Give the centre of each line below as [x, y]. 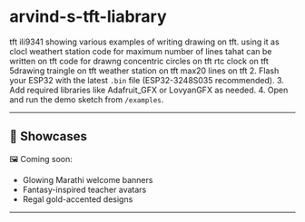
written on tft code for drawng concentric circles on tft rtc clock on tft [139, 61]
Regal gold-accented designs [78, 199]
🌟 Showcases [49, 136]
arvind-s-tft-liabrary [88, 17]
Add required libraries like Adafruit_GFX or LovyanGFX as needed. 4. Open [149, 90]
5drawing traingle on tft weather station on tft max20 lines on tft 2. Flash [144, 71]
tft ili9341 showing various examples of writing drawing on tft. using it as [144, 42]
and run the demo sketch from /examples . [87, 99]
